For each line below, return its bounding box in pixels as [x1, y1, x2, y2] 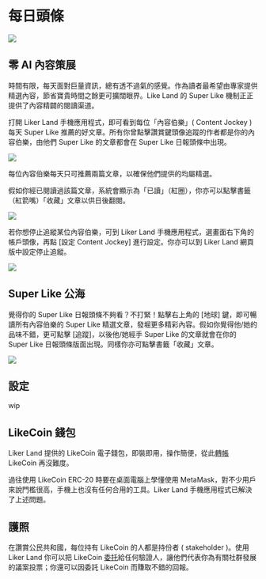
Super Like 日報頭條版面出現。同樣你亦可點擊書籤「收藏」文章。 [8, 339, 218, 349]
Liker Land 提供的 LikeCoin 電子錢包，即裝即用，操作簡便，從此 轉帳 [8, 448, 230, 458]
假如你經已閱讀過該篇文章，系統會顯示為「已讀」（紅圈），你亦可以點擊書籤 [8, 185, 251, 195]
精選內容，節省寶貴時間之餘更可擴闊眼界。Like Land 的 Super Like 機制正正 [8, 90, 254, 100]
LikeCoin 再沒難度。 [8, 458, 74, 467]
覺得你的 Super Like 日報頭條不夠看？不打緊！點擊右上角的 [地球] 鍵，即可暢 [8, 309, 257, 319]
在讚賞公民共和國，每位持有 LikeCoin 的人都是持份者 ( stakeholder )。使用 [8, 543, 249, 552]
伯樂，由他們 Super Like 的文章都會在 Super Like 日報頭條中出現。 [14, 137, 231, 146]
